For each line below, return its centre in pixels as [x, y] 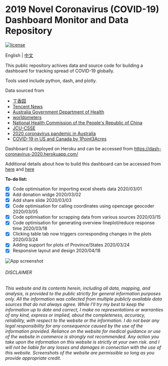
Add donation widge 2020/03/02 [47, 194]
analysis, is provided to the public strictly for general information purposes [83, 293]
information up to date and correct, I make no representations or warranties [84, 309]
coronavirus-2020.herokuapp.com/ [42, 154]
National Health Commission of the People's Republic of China [77, 123]
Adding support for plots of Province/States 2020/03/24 [71, 245]
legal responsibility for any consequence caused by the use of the [74, 326]
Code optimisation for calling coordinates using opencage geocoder [83, 206]
